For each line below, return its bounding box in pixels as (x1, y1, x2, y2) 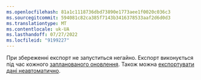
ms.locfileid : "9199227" (6, 37, 70, 43)
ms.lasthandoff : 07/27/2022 (6, 32, 78, 38)
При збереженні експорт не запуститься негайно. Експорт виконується (6, 54, 194, 61)
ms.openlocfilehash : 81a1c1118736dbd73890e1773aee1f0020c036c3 (6, 9, 171, 15)
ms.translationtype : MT (6, 20, 67, 26)
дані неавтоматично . (6, 67, 61, 74)
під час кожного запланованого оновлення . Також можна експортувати (6, 60, 194, 68)
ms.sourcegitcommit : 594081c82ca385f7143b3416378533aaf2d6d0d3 (6, 15, 171, 21)
